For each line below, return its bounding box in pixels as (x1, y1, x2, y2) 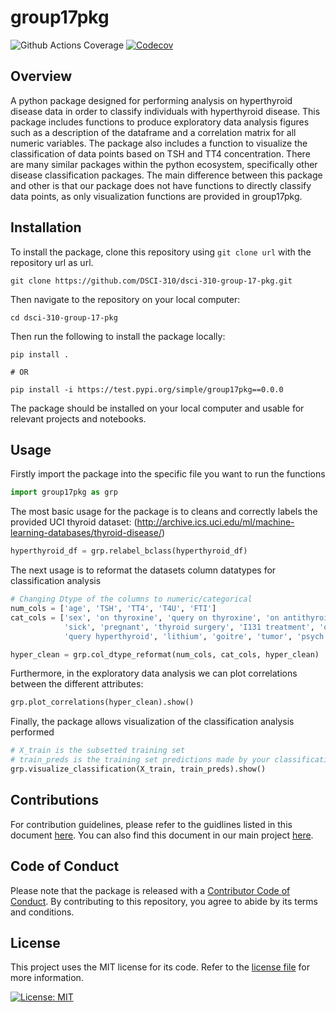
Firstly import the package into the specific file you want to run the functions (10, 468, 326, 480)
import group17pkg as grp (10, 487, 118, 498)
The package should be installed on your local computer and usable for (10, 402, 305, 414)
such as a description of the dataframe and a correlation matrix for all (10, 126, 297, 138)
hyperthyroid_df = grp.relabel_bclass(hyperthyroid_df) (10, 546, 248, 556)
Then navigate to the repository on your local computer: (10, 293, 241, 305)
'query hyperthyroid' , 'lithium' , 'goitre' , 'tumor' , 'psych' (63, 631, 329, 641)
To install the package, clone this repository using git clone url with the (10, 246, 312, 258)
